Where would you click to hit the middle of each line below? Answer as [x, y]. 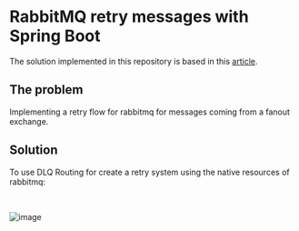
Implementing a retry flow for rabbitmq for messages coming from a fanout [150, 112]
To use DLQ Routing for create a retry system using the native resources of [149, 172]
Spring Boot [55, 36]
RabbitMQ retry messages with [129, 17]
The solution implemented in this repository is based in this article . [134, 61]
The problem [46, 90]
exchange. [29, 121]
